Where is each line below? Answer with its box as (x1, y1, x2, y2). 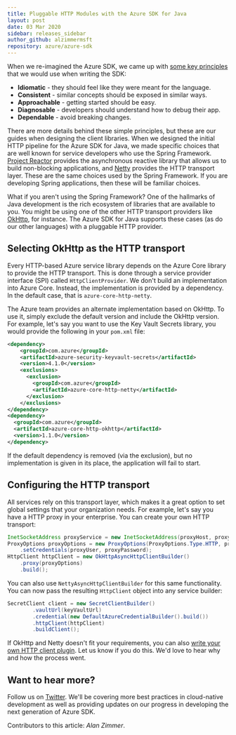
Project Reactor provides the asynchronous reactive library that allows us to (7, 157, 227, 165)
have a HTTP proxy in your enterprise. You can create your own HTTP (7, 512, 210, 521)
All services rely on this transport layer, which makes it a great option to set (7, 498, 225, 506)
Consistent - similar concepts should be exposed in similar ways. (17, 91, 207, 99)
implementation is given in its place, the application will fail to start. (7, 458, 202, 467)
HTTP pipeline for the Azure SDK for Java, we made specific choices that (7, 142, 220, 150)
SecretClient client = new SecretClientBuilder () (7, 600, 156, 607)
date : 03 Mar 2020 (7, 23, 61, 30)
